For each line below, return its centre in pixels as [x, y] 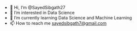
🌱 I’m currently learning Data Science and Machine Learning [71, 18]
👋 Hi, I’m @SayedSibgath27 [37, 8]
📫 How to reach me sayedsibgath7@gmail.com [58, 23]
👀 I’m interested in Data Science [42, 13]
